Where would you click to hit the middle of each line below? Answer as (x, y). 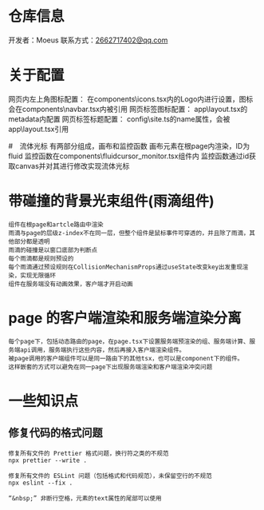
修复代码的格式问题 (55, 433)
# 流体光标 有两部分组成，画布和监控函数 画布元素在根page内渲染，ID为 (129, 145)
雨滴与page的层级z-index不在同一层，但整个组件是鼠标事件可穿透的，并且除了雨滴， (129, 233)
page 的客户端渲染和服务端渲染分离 (125, 318)
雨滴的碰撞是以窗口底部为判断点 (53, 250)
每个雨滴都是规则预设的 (41, 258)
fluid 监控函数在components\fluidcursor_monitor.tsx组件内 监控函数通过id (129, 156)
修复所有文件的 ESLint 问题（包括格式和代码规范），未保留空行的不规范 (110, 476)
